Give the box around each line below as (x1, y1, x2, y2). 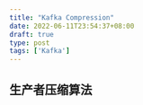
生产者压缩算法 (9, 82, 93, 97)
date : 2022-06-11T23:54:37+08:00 (9, 22, 135, 31)
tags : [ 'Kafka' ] (9, 47, 70, 56)
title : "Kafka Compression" (9, 13, 115, 22)
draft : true (9, 30, 54, 39)
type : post (9, 38, 50, 48)
